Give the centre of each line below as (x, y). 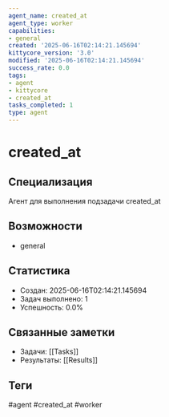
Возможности (45, 227)
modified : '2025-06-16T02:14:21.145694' (77, 61)
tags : (17, 75)
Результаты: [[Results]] (59, 360)
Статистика (39, 271)
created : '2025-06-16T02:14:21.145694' (75, 46)
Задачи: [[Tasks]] (49, 352)
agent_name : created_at (48, 16)
